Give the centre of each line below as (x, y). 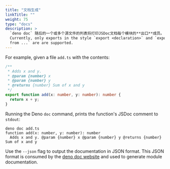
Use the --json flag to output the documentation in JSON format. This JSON (85, 151)
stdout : (13, 119)
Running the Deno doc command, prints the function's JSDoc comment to (82, 114)
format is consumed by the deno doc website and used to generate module (84, 156)
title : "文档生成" (23, 10)
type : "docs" (19, 24)
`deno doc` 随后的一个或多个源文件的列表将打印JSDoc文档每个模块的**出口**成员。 (87, 33)
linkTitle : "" (20, 15)
